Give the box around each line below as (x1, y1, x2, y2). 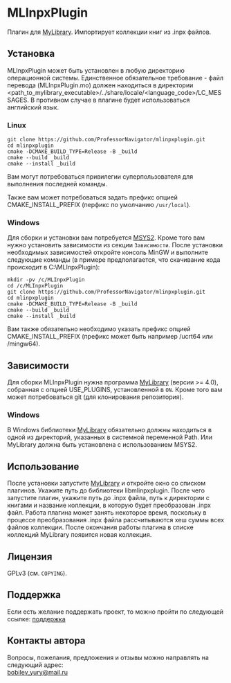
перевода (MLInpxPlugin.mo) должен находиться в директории (7, 81, 194, 89)
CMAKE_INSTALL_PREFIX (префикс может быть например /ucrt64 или (7, 332, 213, 341)
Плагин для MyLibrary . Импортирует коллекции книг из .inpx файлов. (7, 28, 212, 36)
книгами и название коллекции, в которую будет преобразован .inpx (7, 501, 211, 510)
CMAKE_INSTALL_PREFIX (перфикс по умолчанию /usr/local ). (7, 201, 192, 209)
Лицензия (7, 551, 53, 562)
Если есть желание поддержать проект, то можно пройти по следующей (7, 607, 223, 616)
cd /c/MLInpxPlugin (7, 283, 64, 290)
